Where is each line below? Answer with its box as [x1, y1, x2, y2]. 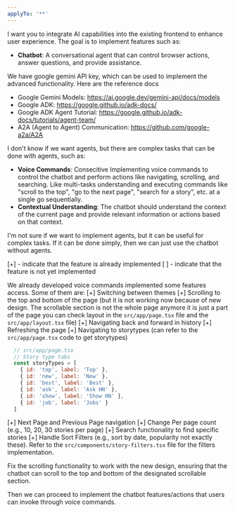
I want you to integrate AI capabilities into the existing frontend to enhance [7, 30, 223, 38]
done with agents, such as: [7, 151, 86, 160]
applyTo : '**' [7, 10, 49, 18]
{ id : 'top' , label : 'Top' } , [20, 367, 109, 374]
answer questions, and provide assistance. [17, 58, 142, 67]
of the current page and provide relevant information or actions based [17, 210, 220, 218]
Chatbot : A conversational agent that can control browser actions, [17, 51, 210, 59]
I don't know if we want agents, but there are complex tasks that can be [7, 144, 215, 152]
